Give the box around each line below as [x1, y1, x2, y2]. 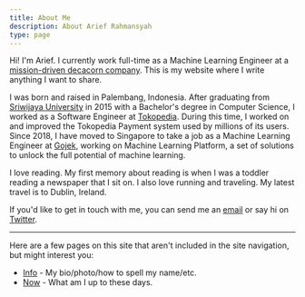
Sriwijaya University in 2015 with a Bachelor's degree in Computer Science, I [9, 102, 295, 113]
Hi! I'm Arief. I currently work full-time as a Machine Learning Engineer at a [9, 55, 289, 66]
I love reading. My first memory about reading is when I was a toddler [9, 167, 270, 178]
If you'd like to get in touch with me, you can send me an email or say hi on [9, 204, 289, 215]
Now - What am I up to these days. [22, 277, 153, 288]
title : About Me [9, 13, 71, 23]
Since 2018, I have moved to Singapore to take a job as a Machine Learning [9, 131, 290, 142]
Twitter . [9, 214, 38, 225]
